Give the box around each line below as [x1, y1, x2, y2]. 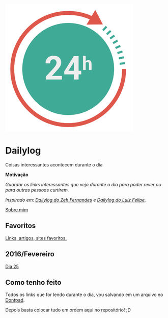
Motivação [5, 172, 29, 178]
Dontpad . [5, 297, 25, 303]
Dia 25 [5, 263, 19, 270]
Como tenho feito [5, 278, 62, 287]
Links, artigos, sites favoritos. [5, 235, 67, 241]
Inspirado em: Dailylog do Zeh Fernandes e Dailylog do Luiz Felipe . [5, 197, 146, 203]
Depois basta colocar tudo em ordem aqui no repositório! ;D [5, 307, 131, 313]
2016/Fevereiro [5, 250, 54, 259]
